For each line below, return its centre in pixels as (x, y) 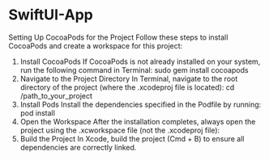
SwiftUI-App (51, 15)
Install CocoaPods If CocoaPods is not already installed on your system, (140, 61)
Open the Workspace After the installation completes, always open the (138, 121)
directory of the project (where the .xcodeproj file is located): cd (127, 87)
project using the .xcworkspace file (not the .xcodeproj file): (120, 130)
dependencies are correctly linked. (78, 147)
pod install (37, 113)
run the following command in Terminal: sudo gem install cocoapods (134, 69)
